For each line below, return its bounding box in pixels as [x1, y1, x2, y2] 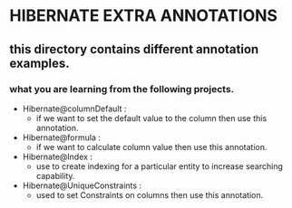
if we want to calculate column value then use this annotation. [35, 141, 268, 152]
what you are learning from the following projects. [9, 82, 235, 95]
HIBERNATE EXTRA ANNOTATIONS [9, 5, 278, 26]
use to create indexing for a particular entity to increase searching [35, 160, 284, 172]
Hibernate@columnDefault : [22, 103, 127, 114]
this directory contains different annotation [9, 42, 259, 57]
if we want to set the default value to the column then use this [35, 112, 268, 123]
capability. [35, 170, 75, 181]
